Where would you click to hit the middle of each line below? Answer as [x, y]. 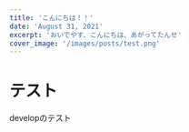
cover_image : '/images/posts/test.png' [85, 43]
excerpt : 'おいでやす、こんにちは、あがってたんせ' [95, 35]
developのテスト [40, 118]
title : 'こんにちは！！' [51, 18]
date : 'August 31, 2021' [56, 26]
